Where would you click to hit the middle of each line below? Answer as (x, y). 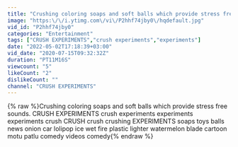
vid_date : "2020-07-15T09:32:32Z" (58, 54)
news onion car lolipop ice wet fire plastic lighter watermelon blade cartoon (117, 129)
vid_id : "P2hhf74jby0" (41, 27)
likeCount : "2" (30, 73)
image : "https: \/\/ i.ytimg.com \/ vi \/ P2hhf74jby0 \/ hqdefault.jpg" (106, 20)
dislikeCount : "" (33, 80)
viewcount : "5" (30, 66)
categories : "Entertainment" (50, 34)
